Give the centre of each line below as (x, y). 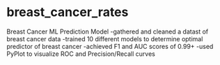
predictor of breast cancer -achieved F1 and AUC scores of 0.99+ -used (110, 46)
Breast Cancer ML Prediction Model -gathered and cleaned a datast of (108, 31)
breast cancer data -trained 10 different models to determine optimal (105, 38)
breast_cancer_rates (68, 12)
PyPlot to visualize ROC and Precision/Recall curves (81, 54)
